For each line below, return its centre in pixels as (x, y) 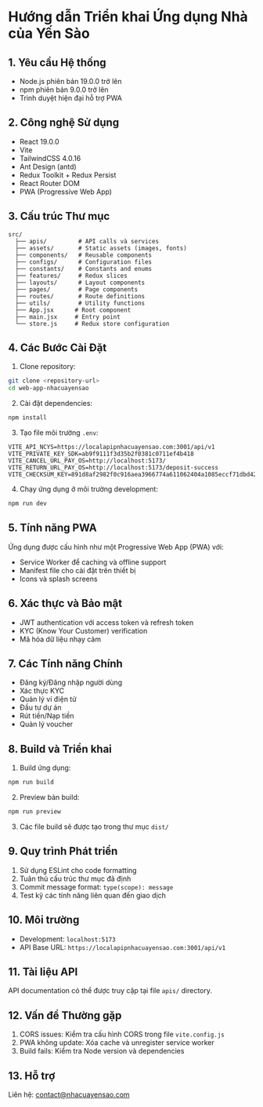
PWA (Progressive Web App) (65, 192)
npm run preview (34, 812)
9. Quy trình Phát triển (63, 851)
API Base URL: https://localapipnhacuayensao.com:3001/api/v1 (122, 947)
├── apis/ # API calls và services (87, 241)
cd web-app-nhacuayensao (49, 389)
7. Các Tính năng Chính (65, 663)
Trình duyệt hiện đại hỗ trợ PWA (71, 98)
